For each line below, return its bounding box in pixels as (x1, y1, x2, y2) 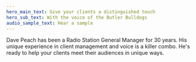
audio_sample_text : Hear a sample (6, 20, 94, 26)
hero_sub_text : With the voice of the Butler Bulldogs (6, 14, 148, 20)
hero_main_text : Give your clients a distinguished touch (6, 8, 155, 15)
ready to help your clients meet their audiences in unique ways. (6, 49, 165, 57)
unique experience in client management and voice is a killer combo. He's (6, 43, 191, 50)
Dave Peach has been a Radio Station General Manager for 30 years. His (6, 37, 188, 44)
